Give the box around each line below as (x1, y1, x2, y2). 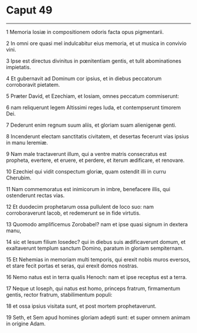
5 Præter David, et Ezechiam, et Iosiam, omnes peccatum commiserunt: (6, 92, 179, 100)
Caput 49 (6, 4, 53, 17)
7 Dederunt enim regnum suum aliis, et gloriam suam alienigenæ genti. (6, 121, 177, 128)
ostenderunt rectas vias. (6, 192, 65, 199)
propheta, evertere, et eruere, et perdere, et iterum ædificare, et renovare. (6, 157, 185, 164)
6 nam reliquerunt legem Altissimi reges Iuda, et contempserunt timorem (6, 104, 181, 111)
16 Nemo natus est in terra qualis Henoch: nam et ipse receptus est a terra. (6, 273, 187, 280)
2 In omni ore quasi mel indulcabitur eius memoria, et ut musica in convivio (6, 39, 186, 47)
